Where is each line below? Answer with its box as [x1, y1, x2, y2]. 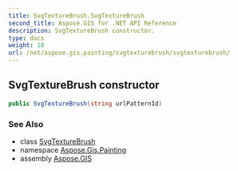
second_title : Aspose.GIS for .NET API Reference [8, 19, 177, 27]
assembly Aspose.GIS [19, 153, 92, 163]
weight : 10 [8, 42, 45, 50]
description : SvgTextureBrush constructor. [8, 26, 156, 34]
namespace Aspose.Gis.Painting [19, 145, 126, 154]
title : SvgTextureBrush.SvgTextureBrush [8, 11, 145, 20]
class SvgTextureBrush [19, 137, 96, 146]
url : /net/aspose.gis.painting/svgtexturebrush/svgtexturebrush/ [8, 49, 230, 57]
